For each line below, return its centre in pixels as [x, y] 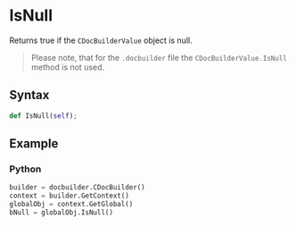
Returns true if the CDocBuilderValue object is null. [101, 40]
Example [34, 144]
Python [25, 169]
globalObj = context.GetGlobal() [71, 205]
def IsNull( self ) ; [43, 116]
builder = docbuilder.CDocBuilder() [77, 188]
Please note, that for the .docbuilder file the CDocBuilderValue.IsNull [159, 57]
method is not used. [68, 67]
